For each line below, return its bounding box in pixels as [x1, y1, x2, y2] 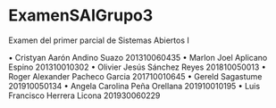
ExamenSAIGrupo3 [8, 5, 154, 26]
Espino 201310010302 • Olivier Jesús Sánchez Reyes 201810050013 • [8, 62, 267, 72]
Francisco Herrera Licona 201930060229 [8, 90, 161, 101]
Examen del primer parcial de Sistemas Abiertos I [8, 35, 189, 46]
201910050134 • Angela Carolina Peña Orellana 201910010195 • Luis [8, 80, 261, 91]
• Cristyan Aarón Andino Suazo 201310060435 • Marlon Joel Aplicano [8, 52, 268, 62]
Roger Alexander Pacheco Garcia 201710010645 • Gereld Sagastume [8, 71, 263, 81]
